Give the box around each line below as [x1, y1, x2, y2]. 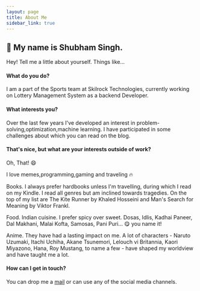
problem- [136, 119, 160, 127]
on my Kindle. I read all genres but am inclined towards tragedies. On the [6, 189, 187, 196]
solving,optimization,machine [6, 125, 80, 133]
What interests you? [6, 105, 58, 113]
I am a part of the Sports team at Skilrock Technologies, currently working [6, 86, 190, 93]
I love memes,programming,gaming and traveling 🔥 [6, 171, 134, 178]
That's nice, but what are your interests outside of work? [6, 146, 152, 153]
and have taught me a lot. [6, 251, 70, 258]
